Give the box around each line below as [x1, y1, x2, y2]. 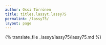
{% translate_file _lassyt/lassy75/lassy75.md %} [5, 34, 102, 40]
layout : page [5, 21, 32, 26]
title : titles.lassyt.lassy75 [5, 12, 67, 17]
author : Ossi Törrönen [5, 7, 51, 12]
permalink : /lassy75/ [5, 16, 49, 21]
